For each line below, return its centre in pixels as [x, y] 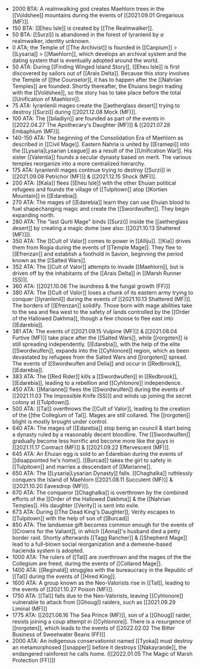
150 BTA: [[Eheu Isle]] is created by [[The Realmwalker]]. [82, 28]
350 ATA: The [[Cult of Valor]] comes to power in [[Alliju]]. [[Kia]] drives [101, 241]
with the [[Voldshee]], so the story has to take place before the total [97, 93]
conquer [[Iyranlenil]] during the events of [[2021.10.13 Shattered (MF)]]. [102, 299]
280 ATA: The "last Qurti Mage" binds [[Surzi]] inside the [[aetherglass [100, 222]
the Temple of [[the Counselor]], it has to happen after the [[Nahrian [97, 80]
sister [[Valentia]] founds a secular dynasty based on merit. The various [102, 157]
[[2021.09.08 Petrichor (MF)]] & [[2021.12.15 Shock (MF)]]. [84, 176]
